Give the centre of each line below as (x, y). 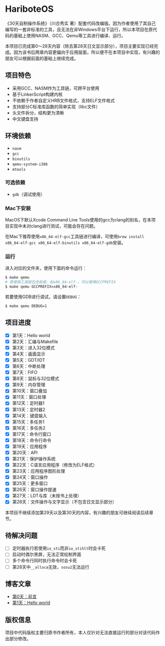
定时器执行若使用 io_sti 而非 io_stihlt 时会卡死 (59, 548)
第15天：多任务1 (28, 422)
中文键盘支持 (25, 119)
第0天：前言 (24, 597)
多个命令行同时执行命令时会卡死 (44, 561)
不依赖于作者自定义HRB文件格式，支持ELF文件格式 (63, 100)
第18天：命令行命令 (32, 440)
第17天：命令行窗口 (32, 434)
